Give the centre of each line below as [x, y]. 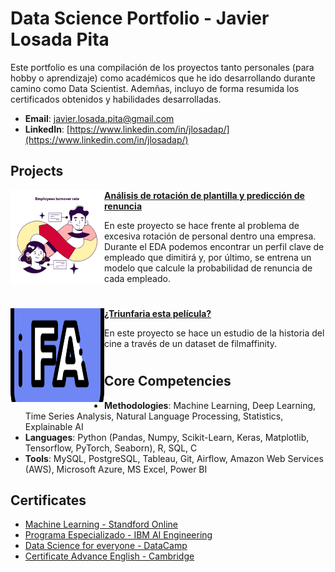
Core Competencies [168, 381]
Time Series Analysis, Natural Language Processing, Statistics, [154, 416]
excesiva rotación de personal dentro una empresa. [210, 236]
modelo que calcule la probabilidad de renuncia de [208, 268]
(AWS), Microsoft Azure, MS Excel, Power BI [116, 469]
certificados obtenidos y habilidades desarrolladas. [116, 99]
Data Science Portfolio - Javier [140, 18]
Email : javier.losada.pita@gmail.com [99, 118]
